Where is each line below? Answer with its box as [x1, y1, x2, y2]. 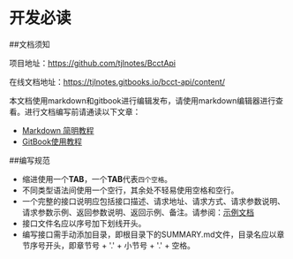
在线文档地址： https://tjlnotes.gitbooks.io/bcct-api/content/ [9, 76, 225, 87]
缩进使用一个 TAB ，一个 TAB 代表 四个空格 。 [21, 173, 173, 184]
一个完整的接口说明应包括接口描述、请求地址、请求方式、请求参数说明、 [21, 195, 285, 206]
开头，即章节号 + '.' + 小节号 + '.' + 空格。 [45, 240, 196, 250]
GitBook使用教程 [21, 136, 82, 147]
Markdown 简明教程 [21, 125, 94, 135]
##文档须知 [9, 39, 50, 50]
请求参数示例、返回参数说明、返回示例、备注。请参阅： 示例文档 [21, 207, 254, 217]
